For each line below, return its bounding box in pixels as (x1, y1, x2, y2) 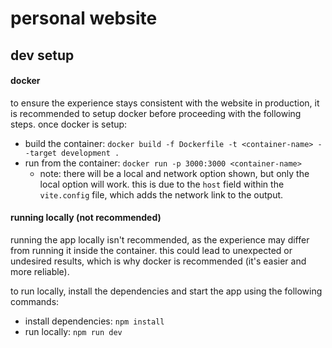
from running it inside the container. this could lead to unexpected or (10, 244, 293, 256)
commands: (10, 295, 60, 307)
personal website (10, 7, 158, 30)
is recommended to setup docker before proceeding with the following (10, 107, 302, 119)
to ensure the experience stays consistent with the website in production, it (10, 97, 320, 109)
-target (24, 148, 57, 158)
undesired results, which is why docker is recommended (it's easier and (10, 255, 307, 267)
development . (61, 148, 120, 158)
